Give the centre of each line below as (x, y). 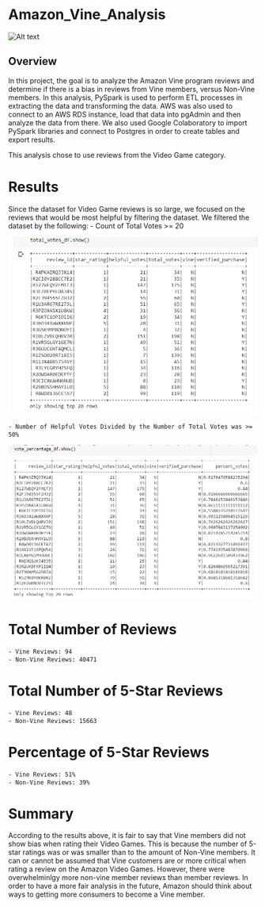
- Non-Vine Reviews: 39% (49, 783)
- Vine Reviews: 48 (40, 713)
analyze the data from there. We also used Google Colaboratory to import (128, 122)
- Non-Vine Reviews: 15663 (53, 721)
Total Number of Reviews (93, 629)
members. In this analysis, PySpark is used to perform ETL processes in (125, 98)
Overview (33, 61)
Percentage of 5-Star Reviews (109, 752)
